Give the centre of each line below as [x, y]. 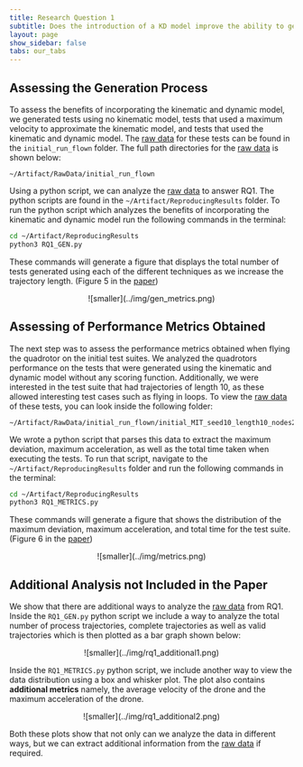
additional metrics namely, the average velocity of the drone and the [138, 689]
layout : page [34, 34]
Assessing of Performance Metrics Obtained [138, 327]
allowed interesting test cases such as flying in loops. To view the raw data [148, 396]
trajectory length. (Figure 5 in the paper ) [84, 281]
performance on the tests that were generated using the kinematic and [141, 367]
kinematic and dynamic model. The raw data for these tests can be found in [150, 138]
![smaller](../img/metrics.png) [151, 557]
